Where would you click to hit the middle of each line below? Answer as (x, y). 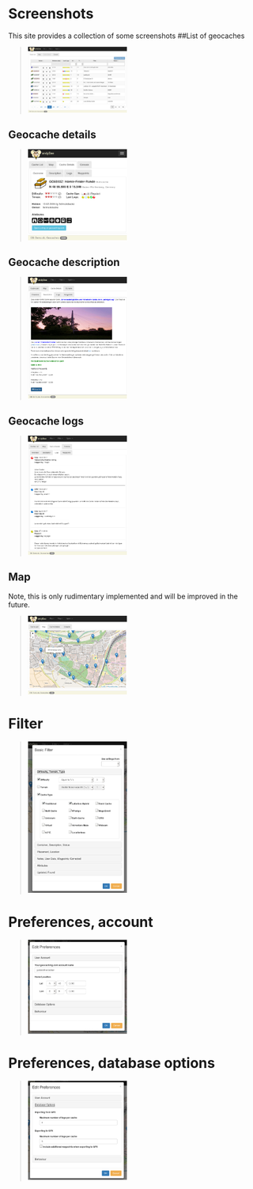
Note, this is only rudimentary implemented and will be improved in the (123, 596)
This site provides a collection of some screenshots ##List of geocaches (126, 36)
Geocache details (52, 134)
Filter (26, 723)
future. (19, 604)
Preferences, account (81, 922)
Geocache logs (46, 421)
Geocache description (64, 262)
